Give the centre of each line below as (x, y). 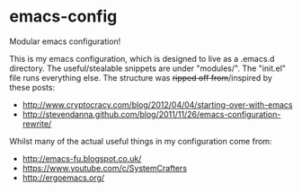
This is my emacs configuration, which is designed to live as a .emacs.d (142, 58)
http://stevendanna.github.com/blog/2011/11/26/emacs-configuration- (151, 114)
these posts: (32, 87)
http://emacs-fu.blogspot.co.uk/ (82, 158)
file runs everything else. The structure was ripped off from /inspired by (141, 77)
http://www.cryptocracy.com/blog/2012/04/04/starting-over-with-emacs (157, 104)
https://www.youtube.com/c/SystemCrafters (104, 168)
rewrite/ (37, 124)
